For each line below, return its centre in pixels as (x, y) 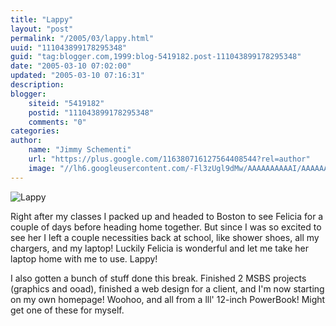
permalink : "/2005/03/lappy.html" (82, 38)
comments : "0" (57, 122)
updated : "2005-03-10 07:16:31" (77, 76)
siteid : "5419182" (66, 103)
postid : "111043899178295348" (91, 112)
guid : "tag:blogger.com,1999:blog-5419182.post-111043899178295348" (156, 57)
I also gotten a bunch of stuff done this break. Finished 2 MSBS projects (158, 278)
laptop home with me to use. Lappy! (84, 258)
